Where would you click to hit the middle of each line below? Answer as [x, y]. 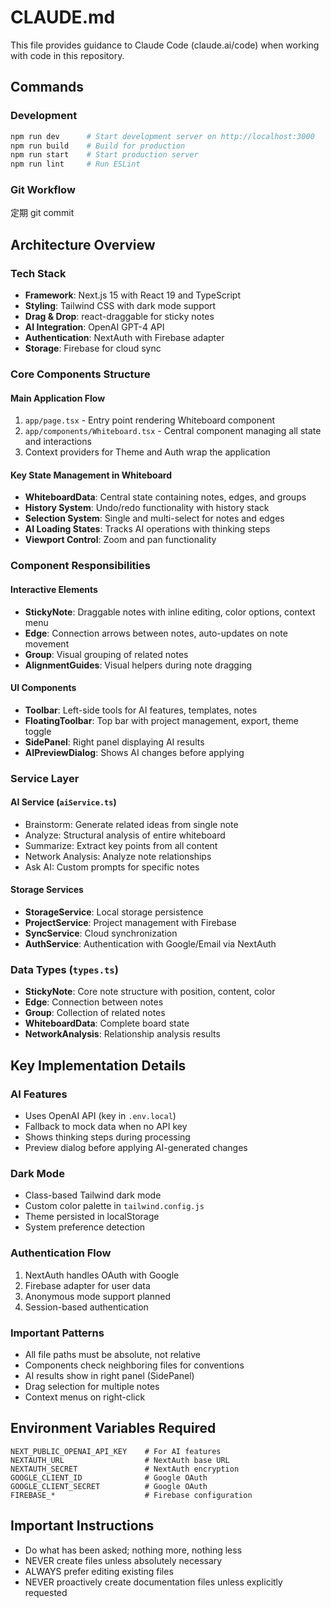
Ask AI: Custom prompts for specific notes [112, 867]
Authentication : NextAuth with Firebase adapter [124, 338]
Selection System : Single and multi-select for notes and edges [154, 518]
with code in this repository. [67, 55]
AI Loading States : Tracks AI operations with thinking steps [147, 529]
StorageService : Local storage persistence [114, 912]
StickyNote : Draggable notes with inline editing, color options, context [170, 612]
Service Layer [45, 778]
